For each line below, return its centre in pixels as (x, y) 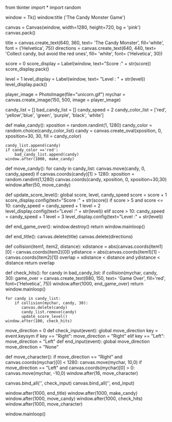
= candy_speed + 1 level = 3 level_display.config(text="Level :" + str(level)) (84, 217)
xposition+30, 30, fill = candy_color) (43, 136)
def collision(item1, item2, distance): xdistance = (56, 246)
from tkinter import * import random (43, 7)
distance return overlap (30, 263)
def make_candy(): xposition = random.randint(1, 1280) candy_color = (79, 125)
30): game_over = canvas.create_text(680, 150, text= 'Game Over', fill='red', (85, 278)
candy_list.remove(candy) (49, 312)
